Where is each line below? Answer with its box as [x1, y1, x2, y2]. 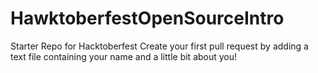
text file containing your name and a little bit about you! [10, 50, 238, 62]
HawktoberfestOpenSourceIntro [10, 7, 285, 30]
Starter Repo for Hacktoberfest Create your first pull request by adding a [10, 40, 309, 52]
